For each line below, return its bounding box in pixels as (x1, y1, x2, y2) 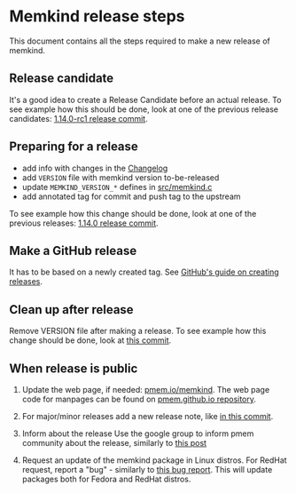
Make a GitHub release (9, 243, 137, 258)
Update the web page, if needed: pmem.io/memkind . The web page (21, 385, 270, 394)
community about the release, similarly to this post (21, 438, 206, 448)
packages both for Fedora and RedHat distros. (21, 473, 191, 484)
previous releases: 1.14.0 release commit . (9, 218, 159, 228)
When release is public (9, 361, 138, 376)
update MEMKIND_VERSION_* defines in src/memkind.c (21, 181, 213, 192)
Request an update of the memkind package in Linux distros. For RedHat (21, 455, 287, 465)
